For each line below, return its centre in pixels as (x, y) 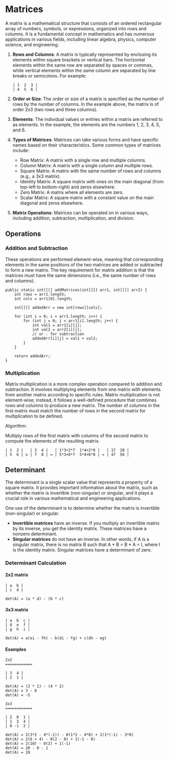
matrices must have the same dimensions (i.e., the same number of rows (80, 275)
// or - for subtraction (58, 334)
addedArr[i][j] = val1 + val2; (65, 338)
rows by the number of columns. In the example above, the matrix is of (86, 104)
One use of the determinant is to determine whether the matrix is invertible (82, 508)
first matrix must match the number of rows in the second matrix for (75, 410)
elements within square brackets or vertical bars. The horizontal (78, 59)
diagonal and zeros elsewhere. (52, 203)
